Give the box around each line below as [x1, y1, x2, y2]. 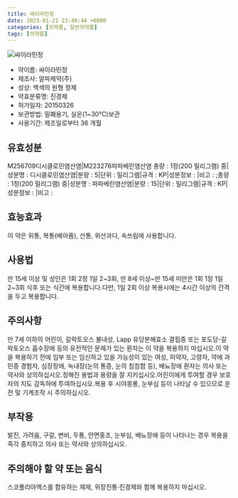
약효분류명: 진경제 [17, 92, 67, 101]
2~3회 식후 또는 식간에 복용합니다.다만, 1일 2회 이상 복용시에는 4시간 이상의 [7, 283, 217, 292]
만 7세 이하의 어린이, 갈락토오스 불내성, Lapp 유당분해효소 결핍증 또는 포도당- [7, 335, 222, 343]
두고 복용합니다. [14, 292, 59, 300]
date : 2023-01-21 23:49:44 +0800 [7, 17, 107, 24]
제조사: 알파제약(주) [17, 74, 72, 83]
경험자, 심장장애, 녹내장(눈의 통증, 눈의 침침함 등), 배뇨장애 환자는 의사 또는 [20, 361, 227, 370]
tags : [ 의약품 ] [7, 30, 48, 38]
